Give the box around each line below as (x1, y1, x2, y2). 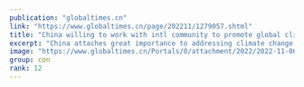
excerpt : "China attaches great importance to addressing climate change (9, 38, 294, 48)
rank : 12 (9, 64, 43, 73)
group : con (9, 55, 51, 64)
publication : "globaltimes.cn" (9, 13, 128, 23)
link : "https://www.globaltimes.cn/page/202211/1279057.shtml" (9, 22, 253, 31)
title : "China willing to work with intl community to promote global (9, 30, 281, 39)
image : (9, 47, 34, 56)
